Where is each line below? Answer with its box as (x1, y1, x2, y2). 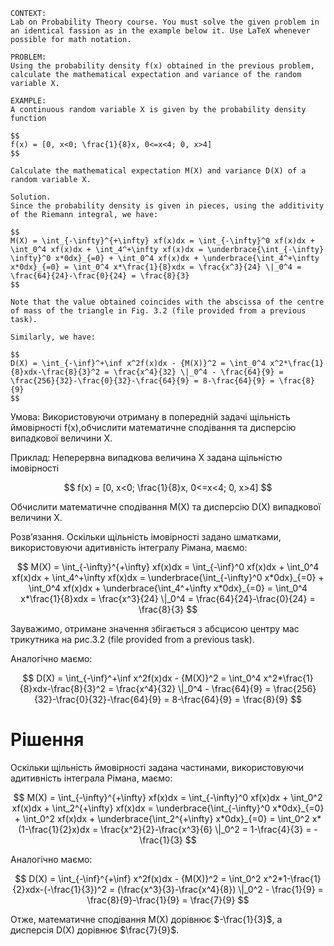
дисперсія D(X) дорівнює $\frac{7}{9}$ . (10, 924, 180, 936)
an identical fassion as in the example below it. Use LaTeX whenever (10, 26, 311, 36)
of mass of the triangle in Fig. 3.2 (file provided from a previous (10, 306, 307, 316)
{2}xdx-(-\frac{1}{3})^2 (12, 883, 107, 895)
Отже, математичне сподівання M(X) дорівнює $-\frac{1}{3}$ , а (10, 913, 283, 925)
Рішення (10, 729, 85, 751)
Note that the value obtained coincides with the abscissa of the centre (10, 297, 325, 307)
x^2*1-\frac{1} (263, 872, 322, 884)
